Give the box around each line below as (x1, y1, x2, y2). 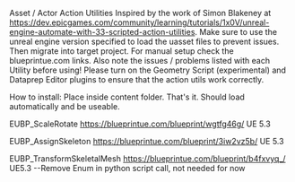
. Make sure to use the (195, 27, 278, 37)
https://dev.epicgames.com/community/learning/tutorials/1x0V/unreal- (9, 17, 270, 28)
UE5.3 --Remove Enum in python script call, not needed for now (9, 163, 246, 173)
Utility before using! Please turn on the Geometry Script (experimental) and (9, 65, 287, 75)
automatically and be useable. (9, 101, 121, 111)
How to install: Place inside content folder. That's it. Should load (9, 91, 245, 102)
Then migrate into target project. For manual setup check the (9, 46, 235, 56)
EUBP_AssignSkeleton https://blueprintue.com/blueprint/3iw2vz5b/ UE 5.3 (9, 136, 284, 146)
